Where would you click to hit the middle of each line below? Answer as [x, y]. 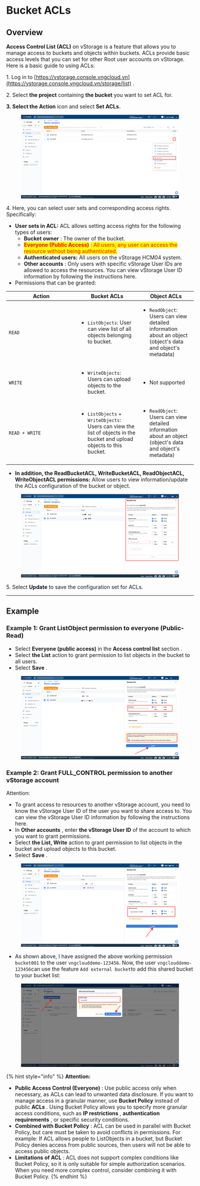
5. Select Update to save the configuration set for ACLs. [75, 587]
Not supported [168, 382]
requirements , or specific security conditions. [72, 1120]
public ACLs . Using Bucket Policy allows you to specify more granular [101, 1107]
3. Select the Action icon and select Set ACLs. [63, 107]
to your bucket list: [37, 975]
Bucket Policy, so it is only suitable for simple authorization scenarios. [100, 1164]
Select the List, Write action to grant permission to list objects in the [99, 842]
